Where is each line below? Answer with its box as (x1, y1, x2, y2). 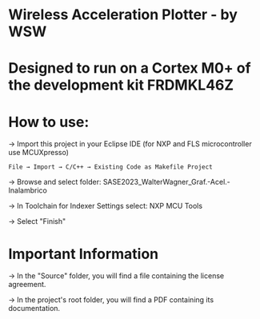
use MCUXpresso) (8, 148, 70, 158)
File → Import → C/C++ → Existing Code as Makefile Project (8, 163, 214, 171)
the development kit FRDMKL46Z (8, 76, 234, 94)
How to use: (8, 113, 90, 131)
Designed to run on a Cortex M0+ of (8, 59, 251, 78)
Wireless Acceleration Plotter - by (8, 6, 238, 24)
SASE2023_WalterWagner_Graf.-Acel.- (102, 177, 230, 187)
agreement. (8, 280, 46, 289)
